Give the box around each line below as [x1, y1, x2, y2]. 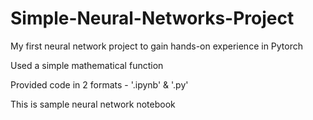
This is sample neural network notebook [10, 98, 176, 110]
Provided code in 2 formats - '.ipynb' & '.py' [10, 78, 189, 91]
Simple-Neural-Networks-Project [10, 7, 295, 30]
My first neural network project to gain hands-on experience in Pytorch [10, 40, 304, 52]
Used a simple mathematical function [10, 59, 164, 71]
